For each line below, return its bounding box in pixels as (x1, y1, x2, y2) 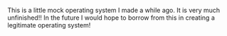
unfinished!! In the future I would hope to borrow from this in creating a (7, 13, 215, 22)
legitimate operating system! (7, 21, 91, 29)
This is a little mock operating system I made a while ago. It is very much (7, 6, 221, 14)
